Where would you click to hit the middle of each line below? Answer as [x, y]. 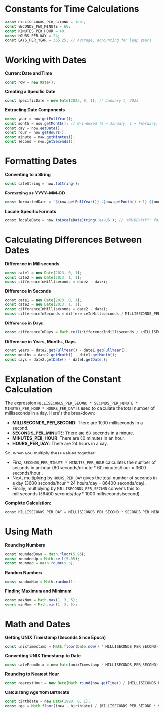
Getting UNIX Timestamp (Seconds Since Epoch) [56, 637]
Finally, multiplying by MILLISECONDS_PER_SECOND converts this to [76, 488]
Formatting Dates [41, 161]
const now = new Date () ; [30, 82]
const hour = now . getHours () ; [36, 132]
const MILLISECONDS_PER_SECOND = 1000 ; [46, 22]
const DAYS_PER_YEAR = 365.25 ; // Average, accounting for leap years [78, 40]
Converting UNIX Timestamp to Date [43, 656]
